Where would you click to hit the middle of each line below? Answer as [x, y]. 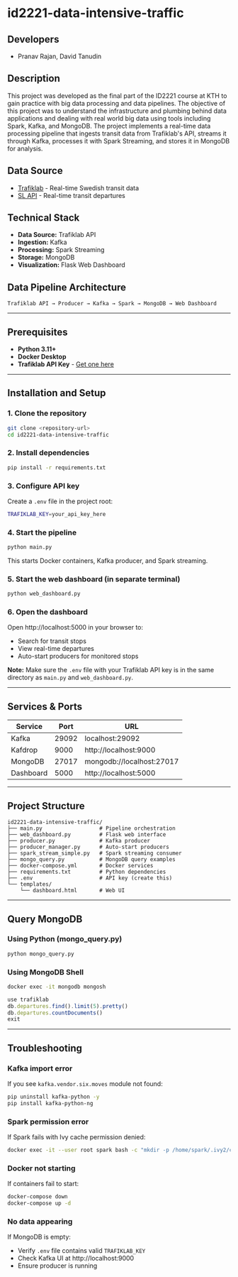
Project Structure [46, 806]
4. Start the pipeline [42, 532]
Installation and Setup [57, 393]
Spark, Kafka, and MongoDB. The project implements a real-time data [109, 126]
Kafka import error [40, 1068]
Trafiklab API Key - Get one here [66, 364]
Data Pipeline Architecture [67, 287]
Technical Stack [44, 218]
